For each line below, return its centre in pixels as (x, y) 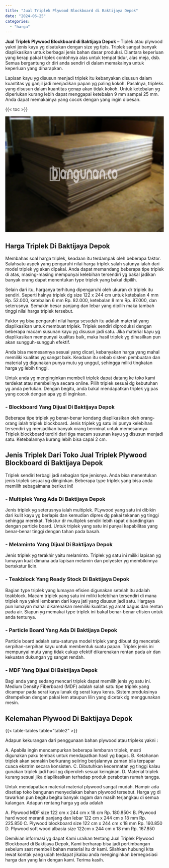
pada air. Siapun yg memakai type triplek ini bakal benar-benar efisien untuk (84, 612)
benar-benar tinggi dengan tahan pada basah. (53, 531)
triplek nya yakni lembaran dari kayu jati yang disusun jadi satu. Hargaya (80, 601)
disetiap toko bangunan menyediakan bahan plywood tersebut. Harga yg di (83, 792)
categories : (18, 21)
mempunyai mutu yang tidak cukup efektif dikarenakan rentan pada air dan (83, 652)
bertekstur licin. (21, 566)
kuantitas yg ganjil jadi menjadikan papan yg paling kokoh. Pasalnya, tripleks (84, 84)
